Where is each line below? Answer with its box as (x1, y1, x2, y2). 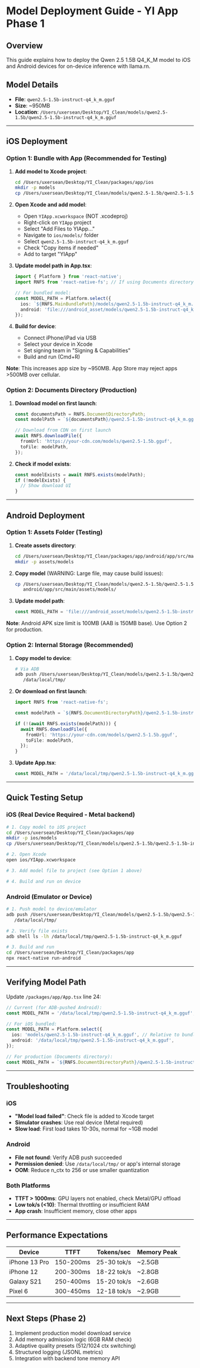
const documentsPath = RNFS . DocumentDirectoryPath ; (14, 411, 146, 417)
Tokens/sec (96, 1248, 131, 1256)
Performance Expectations (6, 1230, 108, 1241)
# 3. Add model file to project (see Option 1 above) (6, 867, 143, 873)
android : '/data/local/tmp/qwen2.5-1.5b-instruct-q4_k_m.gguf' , (11, 1038, 174, 1044)
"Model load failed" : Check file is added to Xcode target (14, 1113, 154, 1120)
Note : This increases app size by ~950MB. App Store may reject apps (6, 365, 177, 372)
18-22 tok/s (96, 1267, 132, 1276)
